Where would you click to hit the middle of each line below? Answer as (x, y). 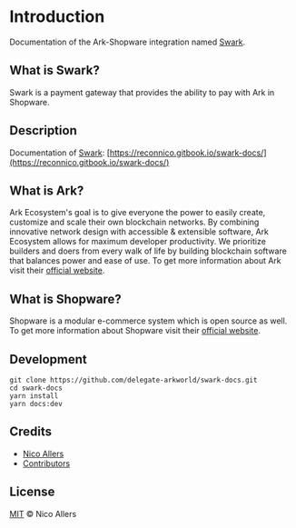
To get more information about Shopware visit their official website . (135, 331)
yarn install (34, 396)
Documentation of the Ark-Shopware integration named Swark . (128, 42)
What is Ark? (47, 190)
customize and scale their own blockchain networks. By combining (134, 222)
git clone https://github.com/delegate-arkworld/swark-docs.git (133, 380)
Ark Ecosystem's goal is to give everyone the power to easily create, (138, 213)
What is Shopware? (66, 299)
